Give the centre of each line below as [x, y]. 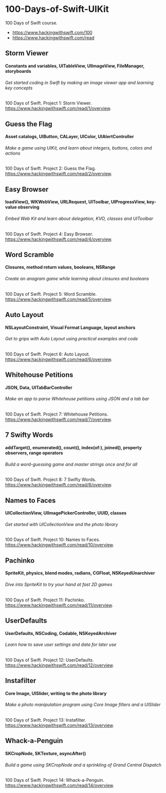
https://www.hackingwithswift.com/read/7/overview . [59, 420]
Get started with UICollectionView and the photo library [62, 524]
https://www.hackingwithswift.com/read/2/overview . [59, 174]
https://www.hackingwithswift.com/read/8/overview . [59, 485]
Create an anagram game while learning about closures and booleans [77, 279]
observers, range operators [34, 453]
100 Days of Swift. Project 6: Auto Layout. [48, 354]
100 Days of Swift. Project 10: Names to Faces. [53, 540]
